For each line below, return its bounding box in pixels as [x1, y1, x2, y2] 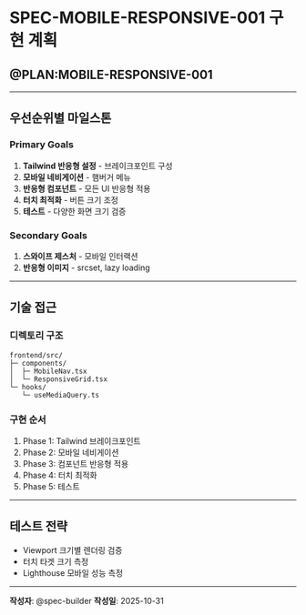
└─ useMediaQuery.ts [21, 390, 100, 399]
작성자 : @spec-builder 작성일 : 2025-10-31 [9, 595, 164, 606]
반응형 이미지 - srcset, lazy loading [22, 262, 150, 273]
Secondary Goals [9, 228, 88, 241]
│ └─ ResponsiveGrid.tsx [9, 374, 107, 384]
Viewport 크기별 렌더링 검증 [22, 544, 123, 555]
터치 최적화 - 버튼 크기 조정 [22, 194, 118, 205]
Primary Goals [9, 138, 75, 151]
